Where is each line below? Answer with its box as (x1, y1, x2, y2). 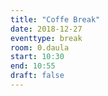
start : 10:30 (10, 52, 65, 62)
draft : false (10, 71, 65, 81)
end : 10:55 (10, 61, 56, 71)
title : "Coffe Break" (10, 14, 101, 25)
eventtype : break (10, 33, 83, 43)
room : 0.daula (10, 42, 70, 53)
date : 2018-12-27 (10, 24, 83, 34)
